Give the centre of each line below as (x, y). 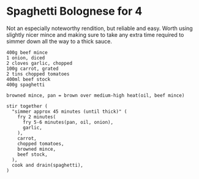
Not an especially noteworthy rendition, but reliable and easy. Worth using (99, 28)
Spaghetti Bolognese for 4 (74, 11)
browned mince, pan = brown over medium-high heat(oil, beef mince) (96, 95)
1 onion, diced (26, 58)
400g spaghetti (26, 85)
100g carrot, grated (33, 69)
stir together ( (27, 106)
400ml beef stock (28, 79)
